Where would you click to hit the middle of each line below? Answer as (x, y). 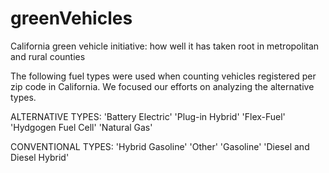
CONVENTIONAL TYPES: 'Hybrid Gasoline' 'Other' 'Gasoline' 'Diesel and (160, 146)
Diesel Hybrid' (40, 157)
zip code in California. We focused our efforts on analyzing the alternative (162, 86)
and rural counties (48, 56)
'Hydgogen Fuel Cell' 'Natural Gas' (81, 127)
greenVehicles (71, 18)
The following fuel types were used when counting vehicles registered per (163, 76)
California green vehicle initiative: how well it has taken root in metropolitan (165, 46)
